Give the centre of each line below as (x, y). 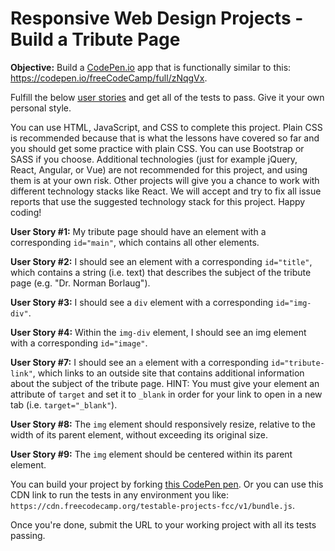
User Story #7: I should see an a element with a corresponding (139, 362)
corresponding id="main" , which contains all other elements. (135, 242)
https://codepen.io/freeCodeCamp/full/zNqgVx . (109, 78)
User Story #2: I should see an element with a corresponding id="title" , (161, 261)
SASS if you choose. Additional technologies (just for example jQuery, (154, 159)
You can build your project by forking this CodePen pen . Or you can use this (167, 484)
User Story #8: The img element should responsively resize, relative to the (163, 424)
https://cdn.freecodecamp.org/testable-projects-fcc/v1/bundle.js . (153, 505)
